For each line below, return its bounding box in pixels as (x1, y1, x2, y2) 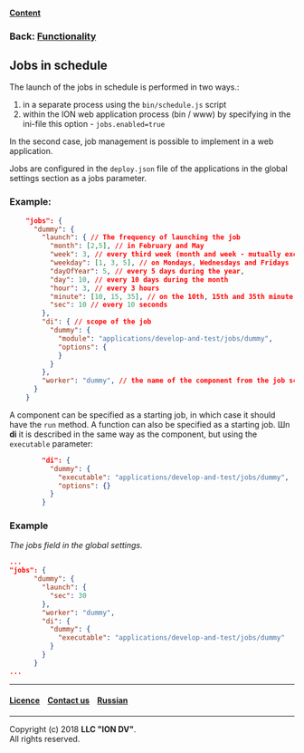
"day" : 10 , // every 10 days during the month (49, 275, 229, 285)
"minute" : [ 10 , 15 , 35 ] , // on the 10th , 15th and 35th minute (49, 292, 294, 301)
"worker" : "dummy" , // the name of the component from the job (42, 376, 286, 385)
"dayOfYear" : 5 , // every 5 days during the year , (49, 266, 245, 275)
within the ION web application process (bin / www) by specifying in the (22, 109, 291, 120)
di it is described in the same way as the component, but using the (9, 429, 258, 439)
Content (9, 7, 41, 18)
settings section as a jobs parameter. (9, 173, 147, 184)
